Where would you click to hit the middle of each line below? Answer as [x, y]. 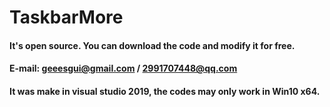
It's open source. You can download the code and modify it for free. [152, 45]
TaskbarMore [66, 17]
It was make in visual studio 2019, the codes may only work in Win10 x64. [165, 91]
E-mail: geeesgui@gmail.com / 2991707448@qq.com [123, 68]
